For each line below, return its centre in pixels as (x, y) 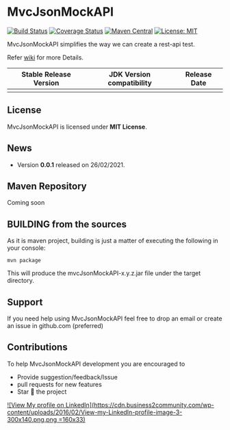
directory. (21, 281)
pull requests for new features (60, 384)
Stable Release (47, 74)
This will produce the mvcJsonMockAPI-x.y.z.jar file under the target (104, 273)
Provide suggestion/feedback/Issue (67, 377)
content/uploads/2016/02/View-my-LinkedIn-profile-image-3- (95, 412)
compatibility (130, 83)
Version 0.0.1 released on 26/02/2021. (71, 164)
